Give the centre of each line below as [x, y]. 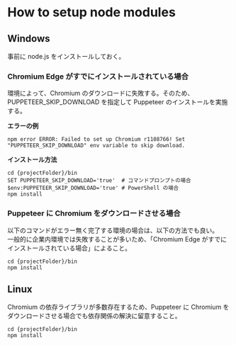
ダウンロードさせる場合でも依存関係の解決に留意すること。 [94, 316]
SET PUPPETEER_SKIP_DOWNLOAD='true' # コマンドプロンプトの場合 [99, 181]
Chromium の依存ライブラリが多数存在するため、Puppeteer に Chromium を [118, 307]
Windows [29, 39]
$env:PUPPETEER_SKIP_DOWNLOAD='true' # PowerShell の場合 [93, 188]
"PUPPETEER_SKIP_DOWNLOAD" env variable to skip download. [96, 146]
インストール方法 [32, 159]
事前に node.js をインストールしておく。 [66, 56]
